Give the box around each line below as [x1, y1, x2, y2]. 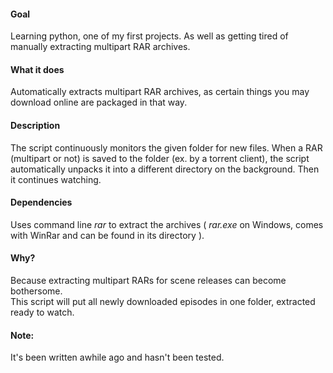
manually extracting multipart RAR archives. [10, 41, 191, 53]
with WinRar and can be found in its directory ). [10, 229, 205, 241]
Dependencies [10, 196, 73, 209]
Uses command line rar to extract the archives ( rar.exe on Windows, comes [10, 218, 324, 230]
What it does [10, 63, 65, 75]
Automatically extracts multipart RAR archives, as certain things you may [10, 86, 310, 98]
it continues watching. [10, 173, 102, 185]
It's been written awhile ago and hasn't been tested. [10, 351, 225, 364]
